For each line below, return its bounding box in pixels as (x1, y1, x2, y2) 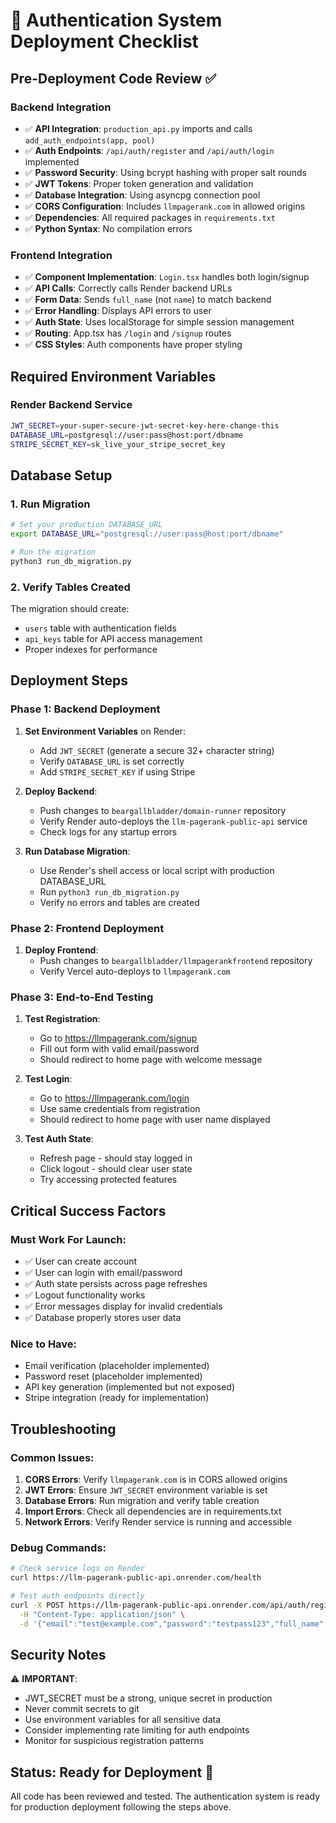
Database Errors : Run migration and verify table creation (24, 1494, 260, 1506)
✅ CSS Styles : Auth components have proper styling (24, 339, 243, 351)
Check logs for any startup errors (39, 825, 178, 838)
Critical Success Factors (10, 1202, 167, 1219)
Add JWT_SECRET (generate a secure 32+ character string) (39, 744, 275, 756)
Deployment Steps (10, 672, 128, 689)
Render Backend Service (10, 398, 133, 412)
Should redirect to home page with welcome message (39, 1054, 263, 1066)
